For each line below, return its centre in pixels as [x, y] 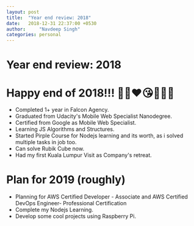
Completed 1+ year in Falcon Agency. [62, 110]
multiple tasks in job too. [46, 142]
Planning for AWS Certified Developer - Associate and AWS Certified [101, 197]
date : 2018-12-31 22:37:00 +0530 [52, 23]
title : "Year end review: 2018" [49, 18]
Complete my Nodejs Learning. [54, 210]
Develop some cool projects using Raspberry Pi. [75, 216]
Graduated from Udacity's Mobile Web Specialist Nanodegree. [94, 116]
